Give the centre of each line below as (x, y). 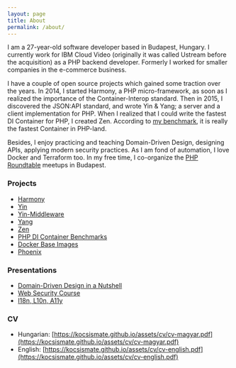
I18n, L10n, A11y (40, 300)
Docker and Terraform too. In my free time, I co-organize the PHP (103, 157)
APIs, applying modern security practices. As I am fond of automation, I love (118, 150)
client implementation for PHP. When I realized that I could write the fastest (117, 113)
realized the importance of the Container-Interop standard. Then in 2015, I (115, 99)
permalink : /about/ (36, 27)
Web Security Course (49, 293)
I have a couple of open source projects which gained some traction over (114, 84)
